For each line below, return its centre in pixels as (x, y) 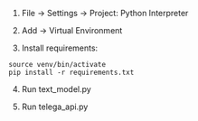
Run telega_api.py (55, 107)
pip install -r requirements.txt (71, 72)
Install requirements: (60, 48)
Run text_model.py (56, 89)
